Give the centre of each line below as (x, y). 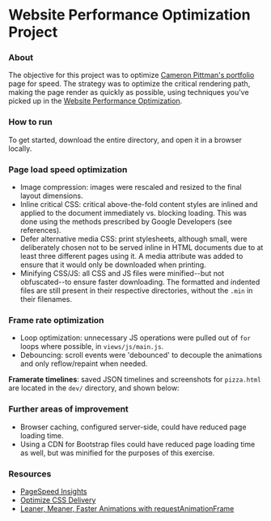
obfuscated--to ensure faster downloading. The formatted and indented (140, 282)
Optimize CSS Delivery (58, 500)
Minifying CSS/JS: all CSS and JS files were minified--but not (122, 273)
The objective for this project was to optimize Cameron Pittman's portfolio (131, 75)
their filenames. (46, 299)
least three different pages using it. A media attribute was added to (131, 256)
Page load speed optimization (68, 170)
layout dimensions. (51, 196)
